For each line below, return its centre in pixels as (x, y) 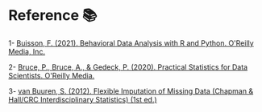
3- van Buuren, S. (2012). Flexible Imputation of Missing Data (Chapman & (131, 91)
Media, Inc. (27, 51)
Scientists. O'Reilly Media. (52, 75)
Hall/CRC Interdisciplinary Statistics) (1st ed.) (83, 99)
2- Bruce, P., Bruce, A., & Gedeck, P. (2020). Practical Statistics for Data (128, 67)
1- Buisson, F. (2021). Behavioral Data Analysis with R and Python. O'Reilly (131, 43)
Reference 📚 (53, 16)
